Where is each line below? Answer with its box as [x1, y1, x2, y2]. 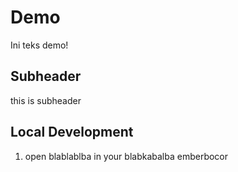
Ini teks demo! [10, 39, 69, 51]
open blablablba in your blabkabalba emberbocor [24, 150, 229, 162]
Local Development [10, 124, 134, 141]
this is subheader [10, 94, 82, 106]
